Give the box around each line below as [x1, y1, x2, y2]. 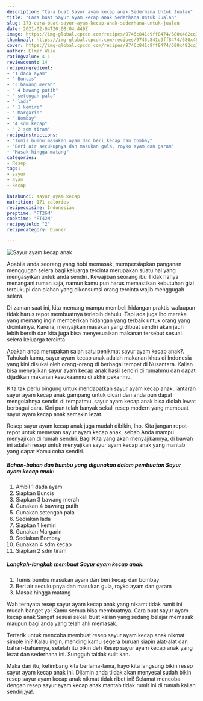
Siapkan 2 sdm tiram [15, 547, 67, 554]
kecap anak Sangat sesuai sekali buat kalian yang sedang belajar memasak [7, 613, 193, 620]
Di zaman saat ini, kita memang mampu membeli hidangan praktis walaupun [7, 304, 195, 311]
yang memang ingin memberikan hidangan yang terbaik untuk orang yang [7, 317, 190, 324]
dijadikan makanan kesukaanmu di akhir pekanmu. [7, 373, 132, 380]
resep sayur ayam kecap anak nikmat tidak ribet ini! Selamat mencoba [7, 675, 181, 682]
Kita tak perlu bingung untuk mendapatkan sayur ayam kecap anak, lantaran [7, 385, 196, 392]
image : [7, 31, 23, 37]
